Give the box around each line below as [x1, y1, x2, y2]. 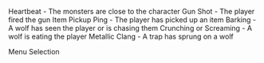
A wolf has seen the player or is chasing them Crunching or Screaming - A [8, 24, 253, 32]
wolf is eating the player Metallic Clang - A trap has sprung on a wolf [8, 31, 234, 41]
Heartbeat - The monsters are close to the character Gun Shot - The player [8, 7, 255, 16]
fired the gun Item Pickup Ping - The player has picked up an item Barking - [8, 15, 257, 24]
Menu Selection [8, 47, 60, 56]
